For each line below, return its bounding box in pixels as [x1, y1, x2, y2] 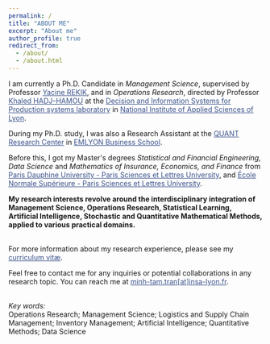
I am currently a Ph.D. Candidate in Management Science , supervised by [8, 78, 250, 89]
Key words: [8, 300, 46, 310]
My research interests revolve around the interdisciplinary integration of [8, 194, 255, 204]
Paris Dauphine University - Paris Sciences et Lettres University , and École [8, 170, 256, 180]
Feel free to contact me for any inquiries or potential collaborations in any [8, 267, 252, 278]
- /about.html [15, 57, 63, 65]
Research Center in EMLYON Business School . [8, 137, 163, 147]
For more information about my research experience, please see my [8, 243, 234, 254]
